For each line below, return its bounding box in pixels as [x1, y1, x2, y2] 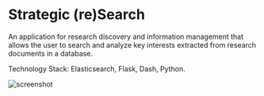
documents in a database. [8, 48, 94, 58]
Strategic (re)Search [8, 6, 145, 24]
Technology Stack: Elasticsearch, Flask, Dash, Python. [8, 63, 186, 73]
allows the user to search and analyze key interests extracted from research [8, 40, 256, 49]
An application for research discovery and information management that [8, 32, 244, 41]
